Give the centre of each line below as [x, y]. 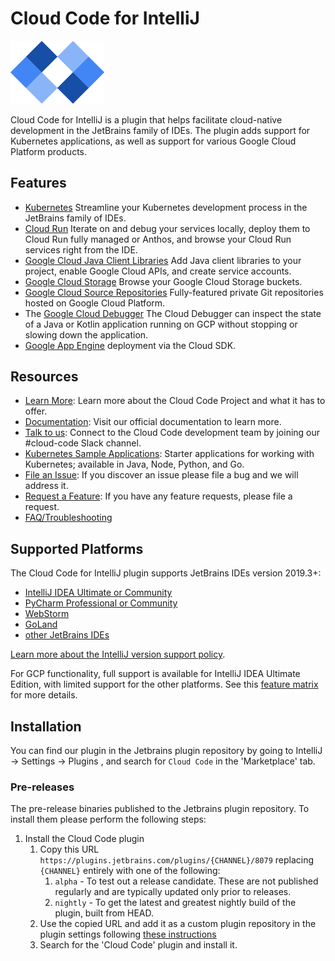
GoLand [41, 624]
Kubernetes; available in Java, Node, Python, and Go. [134, 464]
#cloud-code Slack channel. [83, 443]
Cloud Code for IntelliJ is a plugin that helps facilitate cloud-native [146, 119]
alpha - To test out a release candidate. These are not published [186, 881]
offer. [36, 411]
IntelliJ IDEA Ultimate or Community [98, 593]
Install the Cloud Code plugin [84, 839]
